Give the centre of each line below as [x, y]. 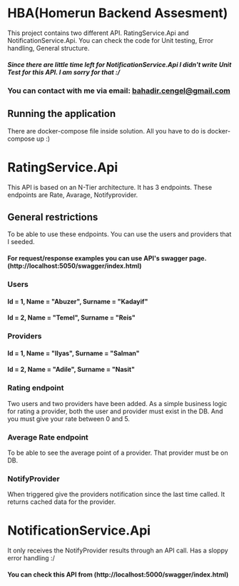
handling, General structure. [49, 48]
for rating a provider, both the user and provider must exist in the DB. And [115, 411]
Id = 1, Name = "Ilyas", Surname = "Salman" [73, 353]
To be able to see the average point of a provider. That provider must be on [118, 453]
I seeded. [21, 242]
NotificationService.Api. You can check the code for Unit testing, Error [111, 40]
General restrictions [53, 217]
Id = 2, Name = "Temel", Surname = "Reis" [71, 318]
